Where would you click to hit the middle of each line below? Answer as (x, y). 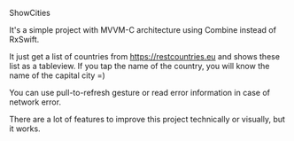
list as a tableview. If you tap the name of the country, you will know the (139, 66)
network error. (35, 102)
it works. (25, 129)
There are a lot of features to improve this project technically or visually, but (147, 119)
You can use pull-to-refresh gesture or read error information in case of (139, 93)
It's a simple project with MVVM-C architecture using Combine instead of (143, 30)
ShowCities (30, 13)
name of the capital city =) (58, 75)
